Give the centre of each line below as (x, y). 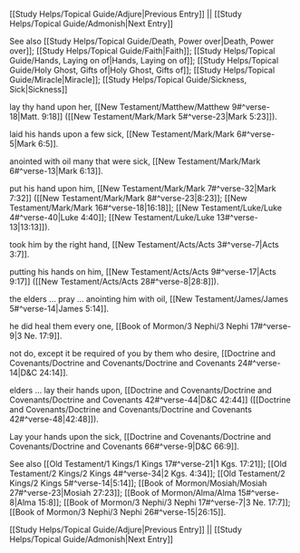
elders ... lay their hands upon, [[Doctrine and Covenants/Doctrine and (140, 390)
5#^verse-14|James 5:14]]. (59, 309)
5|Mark (23, 144)
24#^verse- (259, 363)
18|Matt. (24, 116)
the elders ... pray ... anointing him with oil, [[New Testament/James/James (149, 299)
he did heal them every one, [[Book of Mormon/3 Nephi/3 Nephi (129, 326)
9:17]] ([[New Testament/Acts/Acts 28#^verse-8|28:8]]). (114, 281)
